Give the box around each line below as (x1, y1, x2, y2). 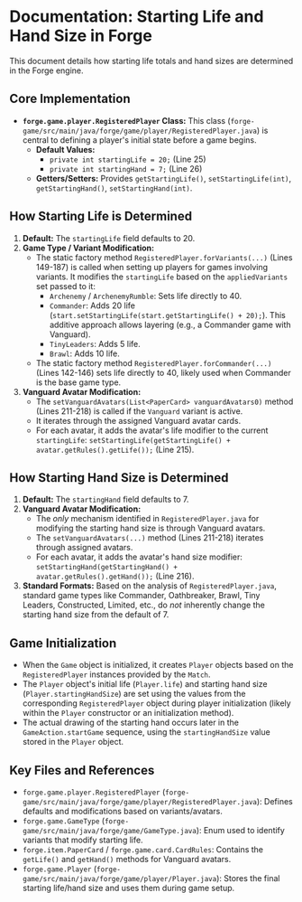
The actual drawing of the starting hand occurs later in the (22, 717, 239, 728)
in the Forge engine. (9, 65, 84, 76)
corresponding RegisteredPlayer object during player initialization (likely (22, 698, 291, 709)
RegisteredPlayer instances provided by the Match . (22, 669, 211, 680)
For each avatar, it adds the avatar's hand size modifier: (35, 551, 243, 562)
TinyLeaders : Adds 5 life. (49, 338, 142, 349)
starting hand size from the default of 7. (22, 609, 169, 620)
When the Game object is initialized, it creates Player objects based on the (22, 660, 294, 671)
